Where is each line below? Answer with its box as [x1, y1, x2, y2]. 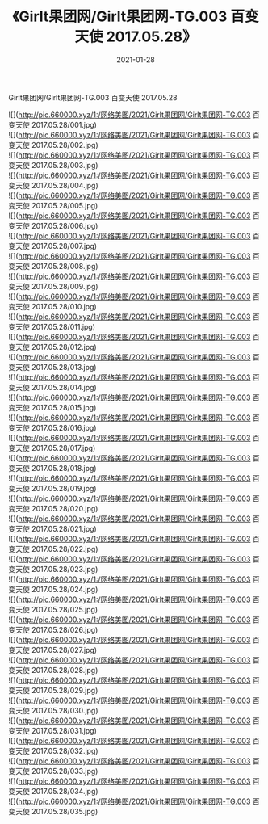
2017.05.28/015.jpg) [31, 402, 97, 412]
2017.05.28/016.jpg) [31, 423, 97, 432]
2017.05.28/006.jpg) [31, 221, 98, 230]
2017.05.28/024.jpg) [31, 584, 98, 594]
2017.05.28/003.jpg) [31, 160, 98, 170]
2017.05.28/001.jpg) [31, 120, 97, 129]
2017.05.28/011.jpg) [31, 322, 95, 331]
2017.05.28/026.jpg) [31, 624, 98, 634]
